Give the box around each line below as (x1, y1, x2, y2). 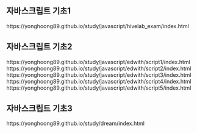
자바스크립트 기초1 (6, 5, 71, 16)
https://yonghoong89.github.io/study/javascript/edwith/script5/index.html (6, 84, 192, 92)
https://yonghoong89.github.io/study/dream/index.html (6, 120, 145, 127)
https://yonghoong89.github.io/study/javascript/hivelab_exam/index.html (6, 22, 189, 29)
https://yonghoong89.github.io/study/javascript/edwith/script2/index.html (6, 65, 192, 72)
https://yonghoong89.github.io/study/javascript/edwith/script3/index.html (6, 71, 192, 78)
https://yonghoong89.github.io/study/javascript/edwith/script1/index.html (6, 58, 190, 65)
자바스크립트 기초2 (6, 41, 73, 52)
